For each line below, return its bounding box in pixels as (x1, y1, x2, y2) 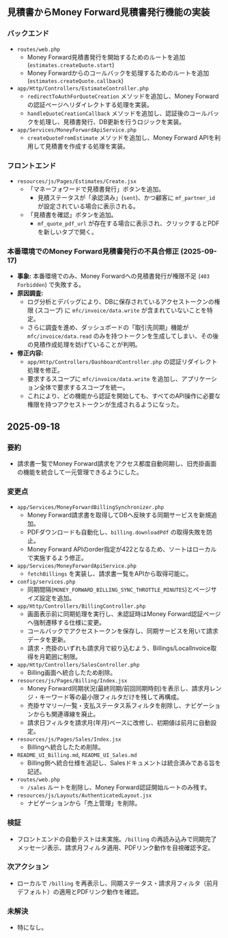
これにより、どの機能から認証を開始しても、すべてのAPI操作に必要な (27, 392, 221, 400)
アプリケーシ (181, 375, 217, 383)
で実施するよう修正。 (27, 554, 87, 562)
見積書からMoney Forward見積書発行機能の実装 (7, 6, 210, 18)
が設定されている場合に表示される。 (37, 201, 139, 210)
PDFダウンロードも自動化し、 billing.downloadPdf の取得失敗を (27, 528, 207, 536)
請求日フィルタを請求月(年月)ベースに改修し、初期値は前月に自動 (27, 719, 211, 727)
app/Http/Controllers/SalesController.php (16, 662, 140, 669)
